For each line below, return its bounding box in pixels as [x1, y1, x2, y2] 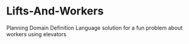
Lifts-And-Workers [6, 4, 104, 18]
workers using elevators [6, 30, 67, 37]
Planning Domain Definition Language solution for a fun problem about [6, 24, 183, 31]
